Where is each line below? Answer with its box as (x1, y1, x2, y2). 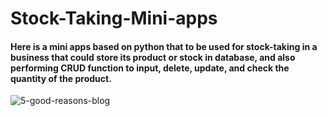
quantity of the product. (10, 72, 112, 84)
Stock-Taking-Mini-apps (10, 7, 218, 30)
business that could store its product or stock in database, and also (10, 51, 296, 63)
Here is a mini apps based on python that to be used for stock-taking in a (10, 40, 318, 52)
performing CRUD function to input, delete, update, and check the (10, 62, 290, 74)
